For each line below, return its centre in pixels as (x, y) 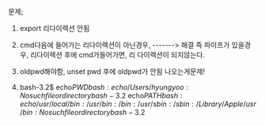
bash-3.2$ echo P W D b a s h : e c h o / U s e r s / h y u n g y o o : (104, 87)
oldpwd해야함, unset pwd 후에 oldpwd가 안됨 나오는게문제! (112, 72)
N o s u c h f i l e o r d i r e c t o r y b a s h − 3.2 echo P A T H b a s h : (101, 96)
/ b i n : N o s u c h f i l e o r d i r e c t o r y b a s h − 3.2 (82, 112)
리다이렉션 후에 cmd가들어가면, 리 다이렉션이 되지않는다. (118, 55)
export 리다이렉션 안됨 (55, 28)
